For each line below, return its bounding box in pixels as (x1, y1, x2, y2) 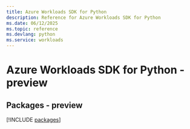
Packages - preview (6, 100, 83, 110)
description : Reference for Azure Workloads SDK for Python (6, 15, 162, 21)
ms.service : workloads (6, 37, 64, 43)
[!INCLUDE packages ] (6, 116, 61, 123)
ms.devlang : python (6, 31, 56, 38)
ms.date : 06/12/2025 (6, 20, 59, 26)
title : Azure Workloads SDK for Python (6, 8, 107, 15)
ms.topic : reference (6, 25, 59, 32)
